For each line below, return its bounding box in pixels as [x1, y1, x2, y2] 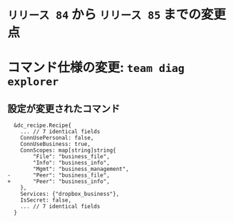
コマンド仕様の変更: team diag [7, 60, 185, 76]
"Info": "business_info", [33, 160, 111, 167]
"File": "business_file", [33, 153, 111, 160]
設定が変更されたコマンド [7, 103, 120, 115]
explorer [7, 76, 59, 89]
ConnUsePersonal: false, [20, 135, 94, 142]
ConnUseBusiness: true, [20, 140, 91, 148]
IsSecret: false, [20, 197, 72, 204]
